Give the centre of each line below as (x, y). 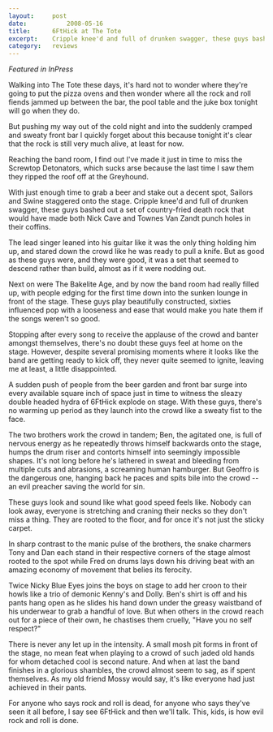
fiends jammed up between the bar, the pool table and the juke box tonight (133, 102)
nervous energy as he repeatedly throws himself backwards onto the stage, (135, 444)
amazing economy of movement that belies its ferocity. (100, 570)
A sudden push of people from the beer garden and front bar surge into (128, 385)
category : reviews (43, 46)
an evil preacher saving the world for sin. (77, 487)
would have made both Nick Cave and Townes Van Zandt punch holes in (130, 218)
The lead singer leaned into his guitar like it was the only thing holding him (132, 243)
